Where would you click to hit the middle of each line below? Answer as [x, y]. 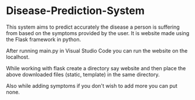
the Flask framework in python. [44, 39]
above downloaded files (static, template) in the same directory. [83, 74]
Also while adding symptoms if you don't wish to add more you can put [92, 85]
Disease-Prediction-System [76, 11]
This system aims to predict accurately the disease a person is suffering [93, 27]
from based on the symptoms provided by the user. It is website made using [98, 33]
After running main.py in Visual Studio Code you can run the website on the [97, 50]
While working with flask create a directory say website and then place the [96, 68]
